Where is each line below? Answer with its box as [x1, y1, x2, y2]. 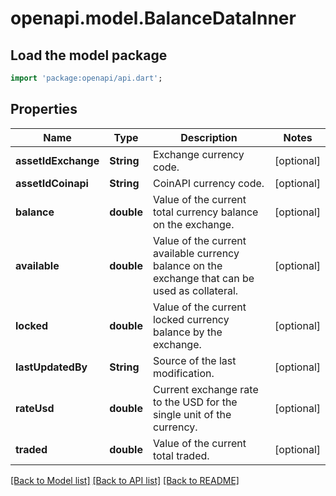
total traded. [152, 448, 210, 462]
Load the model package [10, 47, 168, 64]
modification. [152, 366, 215, 380]
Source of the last [152, 353, 237, 367]
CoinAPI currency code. [152, 176, 265, 190]
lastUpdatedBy [15, 360, 88, 374]
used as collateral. [152, 283, 239, 297]
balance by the [152, 325, 223, 339]
